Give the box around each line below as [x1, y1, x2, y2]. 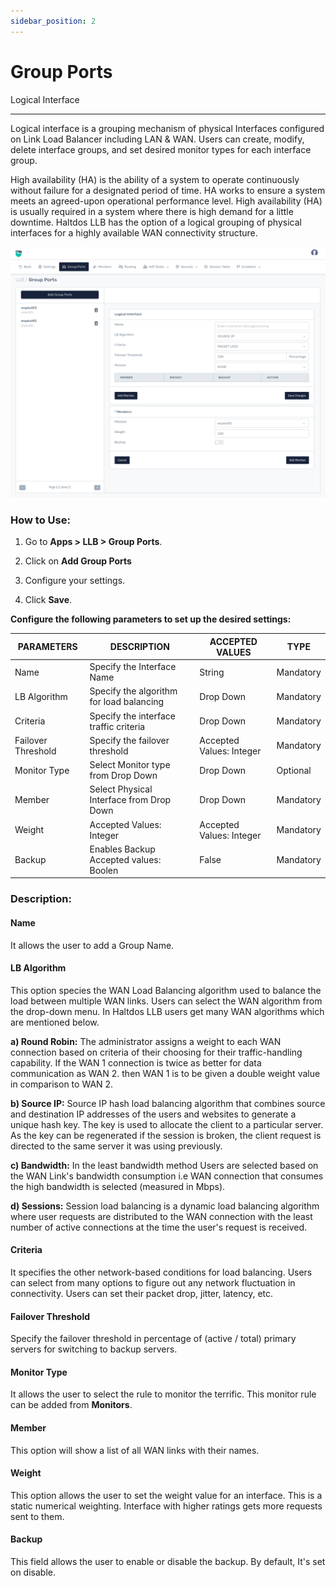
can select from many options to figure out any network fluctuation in [10, 1277, 296, 1289]
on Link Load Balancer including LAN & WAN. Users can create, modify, [10, 133, 305, 145]
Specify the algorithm [89, 685, 178, 697]
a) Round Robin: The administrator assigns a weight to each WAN [10, 1035, 282, 1047]
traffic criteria [89, 720, 146, 732]
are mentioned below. [10, 1016, 100, 1028]
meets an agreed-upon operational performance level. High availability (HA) [10, 195, 323, 207]
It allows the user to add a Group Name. [10, 939, 175, 951]
